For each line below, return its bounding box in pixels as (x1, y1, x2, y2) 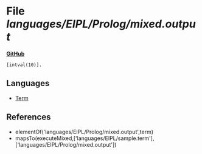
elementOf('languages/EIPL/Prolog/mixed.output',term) (15, 128, 154, 135)
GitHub (6, 50, 25, 57)
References (6, 112, 51, 122)
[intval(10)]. (6, 62, 43, 68)
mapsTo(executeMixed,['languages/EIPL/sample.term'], (15, 135, 155, 142)
